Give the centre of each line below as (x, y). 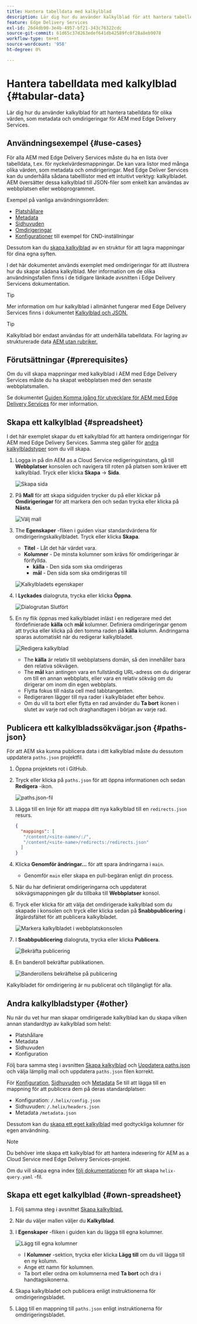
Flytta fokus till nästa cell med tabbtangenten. (79, 691)
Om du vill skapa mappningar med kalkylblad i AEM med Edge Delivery (92, 374)
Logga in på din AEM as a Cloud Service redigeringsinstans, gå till (94, 460)
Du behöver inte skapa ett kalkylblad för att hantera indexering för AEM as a (98, 1153)
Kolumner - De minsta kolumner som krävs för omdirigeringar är (101, 555)
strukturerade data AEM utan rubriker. (52, 341)
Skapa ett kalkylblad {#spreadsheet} (75, 422)
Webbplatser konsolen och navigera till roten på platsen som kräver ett (101, 467)
